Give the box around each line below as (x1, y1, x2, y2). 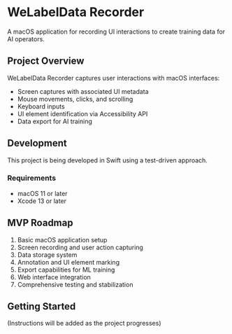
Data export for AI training (17, 117, 93, 125)
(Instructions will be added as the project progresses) (7, 319, 161, 328)
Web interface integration (17, 272, 91, 281)
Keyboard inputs (17, 102, 65, 111)
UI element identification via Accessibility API (17, 109, 148, 118)
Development (7, 137, 68, 149)
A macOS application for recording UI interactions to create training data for (7, 27, 226, 36)
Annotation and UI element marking (17, 258, 120, 266)
